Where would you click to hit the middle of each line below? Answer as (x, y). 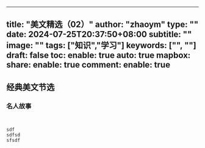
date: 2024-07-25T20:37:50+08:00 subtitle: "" (99, 34)
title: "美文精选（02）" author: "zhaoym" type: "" (103, 25)
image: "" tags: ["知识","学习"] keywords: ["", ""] (101, 45)
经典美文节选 (31, 87)
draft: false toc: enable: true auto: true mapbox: (99, 55)
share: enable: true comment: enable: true (88, 65)
